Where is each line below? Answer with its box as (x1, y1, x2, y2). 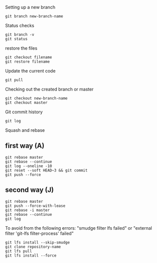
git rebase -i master (5, 207, 50, 213)
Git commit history (5, 109, 43, 115)
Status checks (5, 22, 35, 28)
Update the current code (5, 68, 56, 74)
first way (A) (5, 142, 45, 150)
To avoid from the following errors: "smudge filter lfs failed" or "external (5, 225, 153, 231)
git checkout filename (5, 55, 52, 60)
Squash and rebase (5, 127, 45, 133)
